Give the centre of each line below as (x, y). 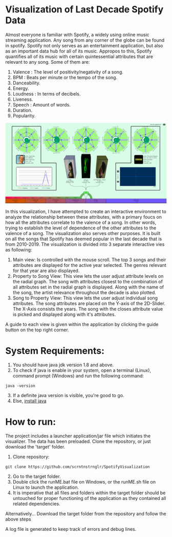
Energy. (21, 88)
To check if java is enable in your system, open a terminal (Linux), (82, 370)
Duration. (22, 110)
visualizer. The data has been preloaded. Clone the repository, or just (78, 441)
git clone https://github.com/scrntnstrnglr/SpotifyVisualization (78, 467)
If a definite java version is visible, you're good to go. (68, 396)
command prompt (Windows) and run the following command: (78, 376)
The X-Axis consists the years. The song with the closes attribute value (88, 309)
